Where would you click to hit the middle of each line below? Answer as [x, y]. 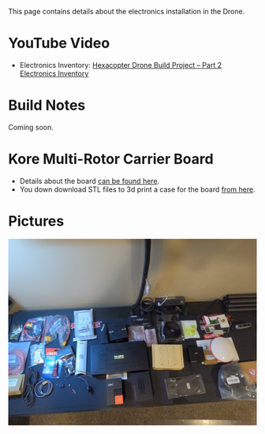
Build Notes [47, 105]
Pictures [36, 221]
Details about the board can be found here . [90, 181]
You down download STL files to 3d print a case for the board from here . [137, 189]
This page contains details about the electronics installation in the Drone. [127, 11]
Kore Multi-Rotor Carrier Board [111, 159]
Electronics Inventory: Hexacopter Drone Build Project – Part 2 [121, 65]
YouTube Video [59, 43]
